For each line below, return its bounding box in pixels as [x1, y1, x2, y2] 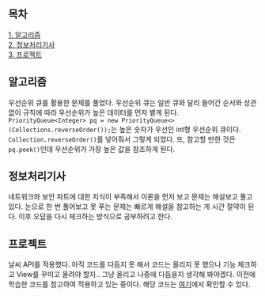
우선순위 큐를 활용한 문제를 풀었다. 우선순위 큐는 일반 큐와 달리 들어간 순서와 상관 [8, 97, 257, 107]
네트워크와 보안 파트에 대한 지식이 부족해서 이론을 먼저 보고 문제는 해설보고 [8, 192, 239, 202]
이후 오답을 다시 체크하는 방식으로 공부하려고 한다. [18, 212, 172, 222]
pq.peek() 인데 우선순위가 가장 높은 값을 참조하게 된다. [8, 144, 176, 154]
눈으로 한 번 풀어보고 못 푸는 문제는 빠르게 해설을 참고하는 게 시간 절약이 [25, 202, 247, 211]
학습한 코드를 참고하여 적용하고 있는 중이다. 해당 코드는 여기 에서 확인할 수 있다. [8, 279, 251, 289]
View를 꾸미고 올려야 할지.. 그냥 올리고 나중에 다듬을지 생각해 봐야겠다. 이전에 [16, 270, 256, 279]
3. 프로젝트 [8, 50, 42, 59]
